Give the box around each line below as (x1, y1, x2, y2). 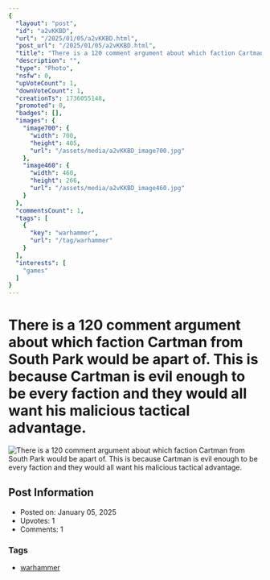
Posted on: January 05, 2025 (19, 507, 117, 516)
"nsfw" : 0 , (15, 72, 52, 80)
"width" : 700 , (29, 131, 78, 139)
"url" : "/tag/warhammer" (29, 237, 113, 245)
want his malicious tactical (8, 402, 190, 420)
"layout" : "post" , (15, 19, 78, 27)
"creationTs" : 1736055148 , (15, 94, 106, 102)
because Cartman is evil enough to (8, 367, 246, 386)
